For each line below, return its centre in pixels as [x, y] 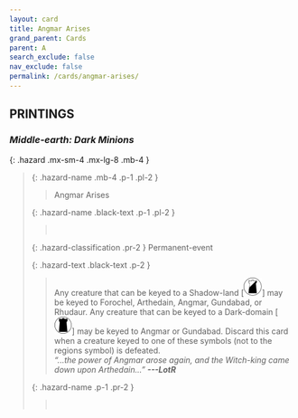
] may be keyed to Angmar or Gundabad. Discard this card [180, 331]
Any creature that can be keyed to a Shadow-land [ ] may [168, 292]
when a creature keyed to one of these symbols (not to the [163, 340]
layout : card [34, 19]
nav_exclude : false [46, 67]
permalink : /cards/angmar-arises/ [74, 77]
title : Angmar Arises [50, 28]
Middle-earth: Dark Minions [72, 140]
